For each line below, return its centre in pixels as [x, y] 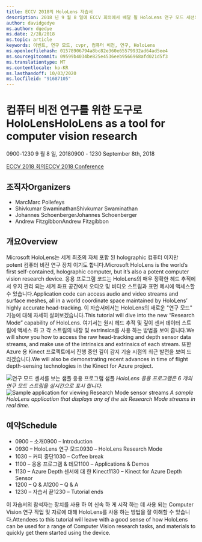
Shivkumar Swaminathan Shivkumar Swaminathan [76, 209]
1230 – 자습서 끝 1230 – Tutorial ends [59, 492]
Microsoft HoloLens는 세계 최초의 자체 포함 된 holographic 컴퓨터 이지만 [92, 257]
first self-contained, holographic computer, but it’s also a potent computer [98, 272]
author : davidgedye [31, 23]
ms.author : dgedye [29, 29]
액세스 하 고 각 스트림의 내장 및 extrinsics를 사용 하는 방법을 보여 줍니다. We [106, 330]
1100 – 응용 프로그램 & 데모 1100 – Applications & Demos [82, 464]
